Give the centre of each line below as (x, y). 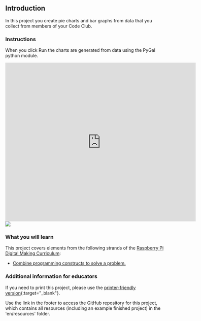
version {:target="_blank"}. (33, 293)
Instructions (21, 39)
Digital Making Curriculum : (33, 253)
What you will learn (30, 237)
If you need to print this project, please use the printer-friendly (71, 287)
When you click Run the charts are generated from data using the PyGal (80, 50)
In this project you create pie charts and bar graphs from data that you (79, 20)
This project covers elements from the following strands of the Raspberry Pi (85, 248)
